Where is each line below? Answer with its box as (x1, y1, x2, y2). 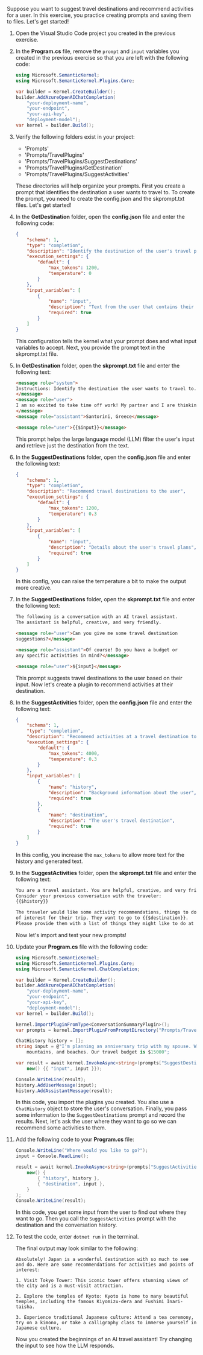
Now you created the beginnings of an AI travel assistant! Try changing (15, 1336, 192, 1343)
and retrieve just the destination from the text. (15, 441, 130, 449)
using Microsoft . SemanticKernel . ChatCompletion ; (15, 966, 140, 972)
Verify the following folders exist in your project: (15, 133, 135, 141)
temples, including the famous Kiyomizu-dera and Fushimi (15, 1299, 164, 1305)
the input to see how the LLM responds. (15, 1342, 115, 1350)
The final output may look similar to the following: (15, 1245, 138, 1252)
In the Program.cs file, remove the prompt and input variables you (15, 48, 180, 55)
